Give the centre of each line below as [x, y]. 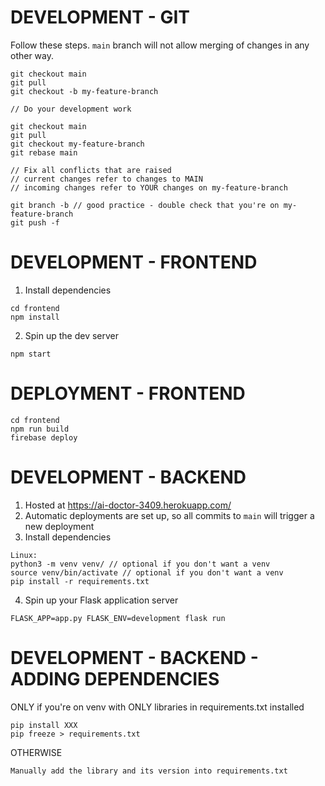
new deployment [59, 526]
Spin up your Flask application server [101, 600]
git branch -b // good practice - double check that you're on [145, 205]
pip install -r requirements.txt [80, 581]
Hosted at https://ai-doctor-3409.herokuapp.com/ [128, 505]
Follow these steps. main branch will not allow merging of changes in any [160, 45]
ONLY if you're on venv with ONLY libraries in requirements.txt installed [157, 707]
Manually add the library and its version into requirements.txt [149, 771]
